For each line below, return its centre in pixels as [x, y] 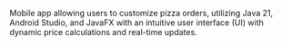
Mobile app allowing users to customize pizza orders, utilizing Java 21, [141, 13]
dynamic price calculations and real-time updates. [103, 32]
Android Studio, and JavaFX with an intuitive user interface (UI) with [136, 23]
